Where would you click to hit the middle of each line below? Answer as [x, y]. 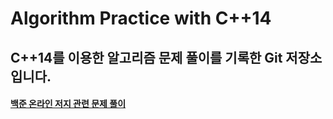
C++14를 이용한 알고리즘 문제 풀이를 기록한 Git [146, 57]
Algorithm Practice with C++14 [141, 18]
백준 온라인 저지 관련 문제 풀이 [68, 104]
